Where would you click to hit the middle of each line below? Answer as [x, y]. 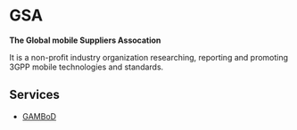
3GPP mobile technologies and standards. [87, 67]
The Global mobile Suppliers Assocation [85, 40]
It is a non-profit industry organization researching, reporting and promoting [148, 57]
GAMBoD [39, 116]
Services [35, 95]
